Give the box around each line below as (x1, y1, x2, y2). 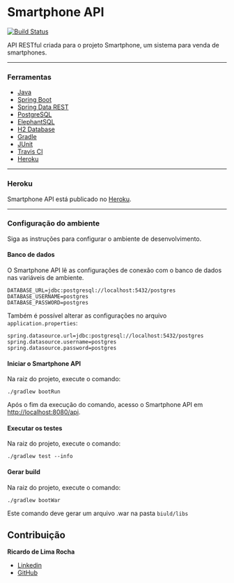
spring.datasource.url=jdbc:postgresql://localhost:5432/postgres (7, 332, 204, 339)
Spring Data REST (17, 103, 69, 112)
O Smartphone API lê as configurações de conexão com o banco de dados (7, 266, 222, 274)
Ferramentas (7, 72, 52, 82)
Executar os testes (7, 424, 63, 432)
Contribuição (7, 529, 66, 541)
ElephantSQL (17, 118, 55, 126)
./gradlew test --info (7, 453, 73, 460)
